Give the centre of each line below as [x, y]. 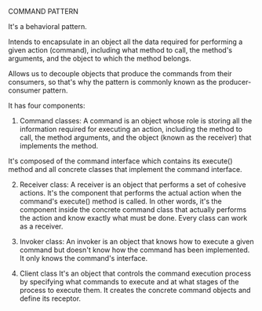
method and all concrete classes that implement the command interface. [125, 169]
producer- [235, 82]
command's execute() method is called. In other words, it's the [120, 201]
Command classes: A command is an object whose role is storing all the [136, 121]
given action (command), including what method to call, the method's [120, 50]
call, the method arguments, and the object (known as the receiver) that [135, 137]
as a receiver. [41, 226]
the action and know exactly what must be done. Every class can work [133, 218]
